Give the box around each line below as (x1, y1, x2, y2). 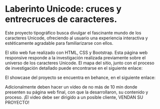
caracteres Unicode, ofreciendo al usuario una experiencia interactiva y (5, 35, 148, 41)
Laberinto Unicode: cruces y (5, 3, 122, 15)
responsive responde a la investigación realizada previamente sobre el (5, 54, 146, 60)
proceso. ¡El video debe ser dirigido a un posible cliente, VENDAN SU (5, 94, 144, 100)
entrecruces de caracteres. (5, 14, 117, 25)
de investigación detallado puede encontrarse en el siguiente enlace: (5, 65, 143, 71)
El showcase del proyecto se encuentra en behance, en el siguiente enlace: (5, 74, 156, 80)
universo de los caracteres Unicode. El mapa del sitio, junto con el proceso (5, 60, 155, 66)
